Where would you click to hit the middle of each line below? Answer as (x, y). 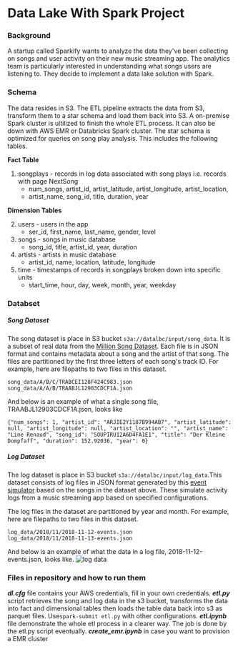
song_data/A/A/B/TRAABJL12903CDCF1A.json (70, 388)
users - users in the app (53, 224)
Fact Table (23, 159)
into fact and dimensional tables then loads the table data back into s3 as (115, 608)
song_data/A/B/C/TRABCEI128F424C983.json (70, 382)
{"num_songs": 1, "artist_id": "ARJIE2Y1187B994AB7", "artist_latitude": (120, 422)
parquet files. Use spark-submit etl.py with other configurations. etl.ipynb (117, 615)
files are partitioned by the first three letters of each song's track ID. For (113, 361)
